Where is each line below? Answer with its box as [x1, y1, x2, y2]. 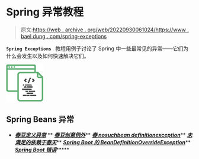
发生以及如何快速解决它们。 [21, 52, 89, 59]
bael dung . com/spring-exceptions [20, 33, 107, 40]
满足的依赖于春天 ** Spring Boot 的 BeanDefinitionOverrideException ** [14, 138, 191, 145]
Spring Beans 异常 [6, 115, 75, 125]
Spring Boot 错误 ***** [14, 146, 70, 153]
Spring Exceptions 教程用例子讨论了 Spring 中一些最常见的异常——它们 [6, 45, 184, 52]
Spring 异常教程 [6, 5, 84, 19]
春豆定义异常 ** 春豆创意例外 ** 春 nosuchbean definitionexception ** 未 [14, 131, 192, 138]
